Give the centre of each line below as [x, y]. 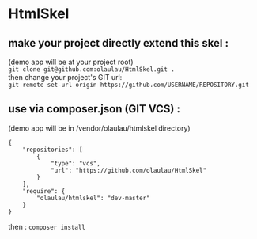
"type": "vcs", [76, 163]
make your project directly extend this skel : [119, 43]
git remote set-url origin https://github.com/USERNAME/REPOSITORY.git [128, 85]
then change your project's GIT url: [65, 77]
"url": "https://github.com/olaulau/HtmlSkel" [128, 170]
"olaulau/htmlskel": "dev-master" [93, 198]
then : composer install [47, 226]
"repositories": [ [53, 150]
